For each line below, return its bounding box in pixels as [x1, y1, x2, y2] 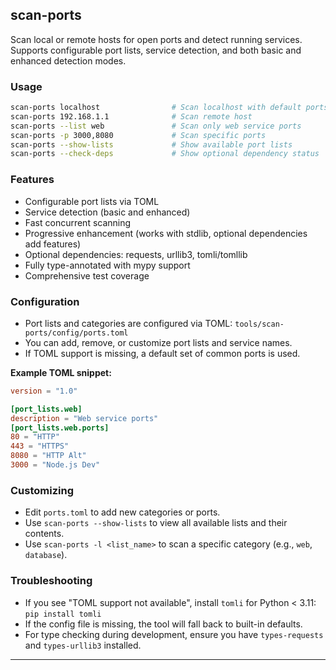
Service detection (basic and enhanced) [24, 206, 191, 218]
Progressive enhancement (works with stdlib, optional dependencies [24, 227, 308, 239]
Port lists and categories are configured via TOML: [24, 317, 233, 329]
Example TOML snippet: [10, 366, 112, 378]
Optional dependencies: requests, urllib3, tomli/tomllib [24, 248, 248, 260]
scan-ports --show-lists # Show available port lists [10, 139, 293, 150]
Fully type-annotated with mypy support [24, 259, 191, 271]
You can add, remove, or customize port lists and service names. [24, 336, 293, 348]
